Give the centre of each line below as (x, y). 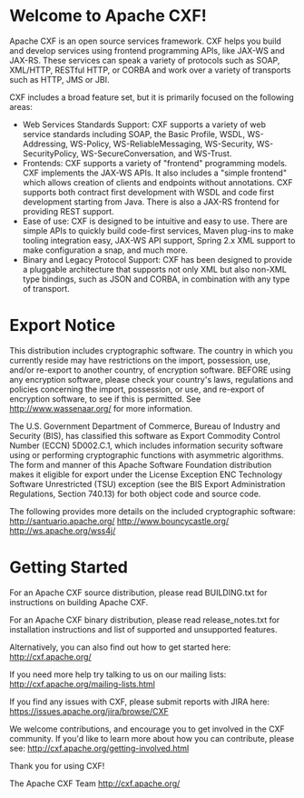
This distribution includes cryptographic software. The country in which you (151, 350)
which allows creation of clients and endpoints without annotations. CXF (157, 182)
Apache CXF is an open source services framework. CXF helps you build (145, 41)
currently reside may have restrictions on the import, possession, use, (140, 360)
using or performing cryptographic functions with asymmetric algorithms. (147, 454)
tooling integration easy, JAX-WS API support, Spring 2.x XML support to (159, 240)
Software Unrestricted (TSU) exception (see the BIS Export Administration (147, 484)
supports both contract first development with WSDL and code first (148, 192)
